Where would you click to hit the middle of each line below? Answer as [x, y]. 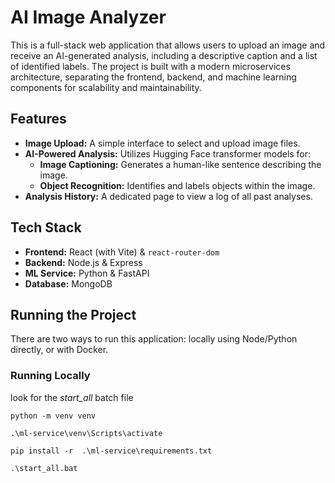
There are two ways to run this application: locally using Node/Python [154, 339]
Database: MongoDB [68, 283]
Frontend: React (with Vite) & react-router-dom [122, 252]
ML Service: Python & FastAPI [87, 273]
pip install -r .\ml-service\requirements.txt [111, 451]
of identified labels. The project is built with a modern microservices [150, 66]
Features [38, 119]
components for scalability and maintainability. [106, 87]
